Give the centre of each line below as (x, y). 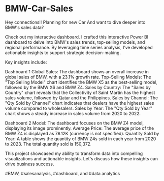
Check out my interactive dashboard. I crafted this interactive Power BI (77, 37)
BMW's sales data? (25, 27)
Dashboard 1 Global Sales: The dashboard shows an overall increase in (77, 71)
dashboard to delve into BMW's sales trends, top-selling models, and (75, 42)
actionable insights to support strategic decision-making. (63, 53)
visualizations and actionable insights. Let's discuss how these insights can (82, 158)
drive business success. (30, 164)
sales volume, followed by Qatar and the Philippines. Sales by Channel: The (82, 98)
